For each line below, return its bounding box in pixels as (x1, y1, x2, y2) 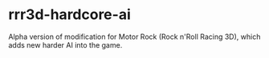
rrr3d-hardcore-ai (8, 6, 131, 24)
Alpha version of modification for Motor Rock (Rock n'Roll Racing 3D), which (8, 32, 261, 41)
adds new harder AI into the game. (8, 40, 123, 49)
